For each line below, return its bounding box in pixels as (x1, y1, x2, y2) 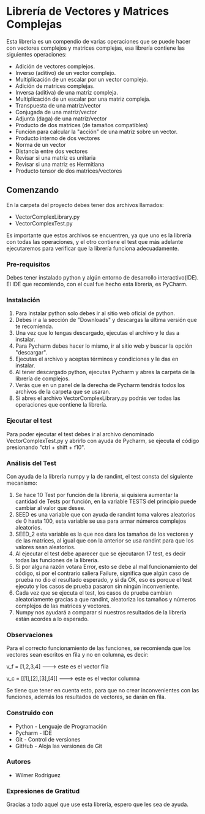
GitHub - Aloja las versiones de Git (15, 742, 103, 749)
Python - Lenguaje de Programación (15, 722, 107, 730)
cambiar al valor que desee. (15, 504, 86, 511)
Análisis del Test (6, 459, 57, 468)
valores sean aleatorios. (15, 543, 76, 550)
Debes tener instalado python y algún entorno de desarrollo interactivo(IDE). (6, 274, 199, 281)
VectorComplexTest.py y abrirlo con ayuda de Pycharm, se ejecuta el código (6, 437, 199, 444)
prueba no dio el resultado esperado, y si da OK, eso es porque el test (15, 576, 192, 583)
